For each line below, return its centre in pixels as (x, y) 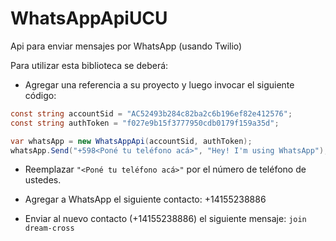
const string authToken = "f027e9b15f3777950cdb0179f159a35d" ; (145, 123)
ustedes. (43, 180)
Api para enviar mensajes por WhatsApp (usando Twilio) (126, 46)
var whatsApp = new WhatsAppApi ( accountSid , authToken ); (131, 141)
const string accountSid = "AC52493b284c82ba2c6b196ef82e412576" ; (151, 113)
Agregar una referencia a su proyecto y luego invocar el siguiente (159, 84)
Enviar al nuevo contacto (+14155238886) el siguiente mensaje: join (165, 219)
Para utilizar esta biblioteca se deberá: (89, 65)
